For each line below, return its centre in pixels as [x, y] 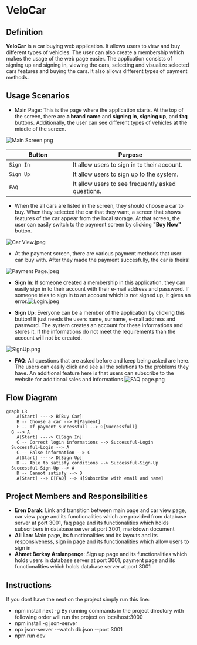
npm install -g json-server [46, 623]
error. [21, 301]
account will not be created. [48, 338]
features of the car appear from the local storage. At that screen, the [97, 218]
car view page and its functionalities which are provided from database [100, 517]
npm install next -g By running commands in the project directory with [99, 611]
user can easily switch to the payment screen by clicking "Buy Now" [98, 224]
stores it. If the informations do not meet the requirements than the [95, 331]
